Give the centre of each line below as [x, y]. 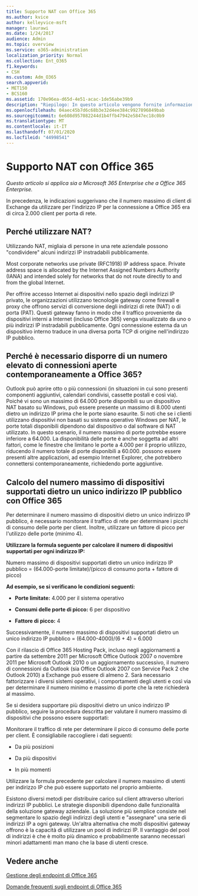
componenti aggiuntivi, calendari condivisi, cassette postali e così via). [92, 395]
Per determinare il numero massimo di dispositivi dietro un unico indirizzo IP [98, 515]
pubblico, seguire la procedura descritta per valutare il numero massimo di [97, 712]
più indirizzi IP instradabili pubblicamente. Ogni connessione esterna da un [97, 325]
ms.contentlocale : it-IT [37, 127]
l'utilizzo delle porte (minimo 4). [45, 534]
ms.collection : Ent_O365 [37, 61]
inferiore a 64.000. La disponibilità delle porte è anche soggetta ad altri [92, 439]
